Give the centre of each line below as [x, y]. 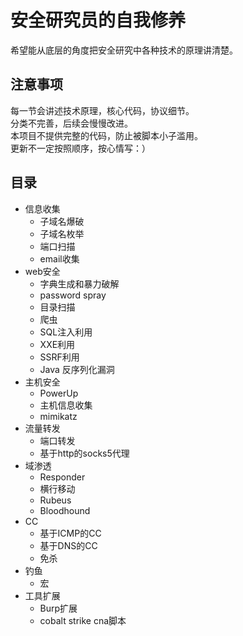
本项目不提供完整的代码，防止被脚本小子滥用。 [106, 135]
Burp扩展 [58, 608]
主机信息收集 [66, 405]
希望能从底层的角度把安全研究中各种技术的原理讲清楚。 [124, 50]
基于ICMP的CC [70, 533]
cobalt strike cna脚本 [83, 620]
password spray [73, 295]
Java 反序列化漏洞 [77, 369]
